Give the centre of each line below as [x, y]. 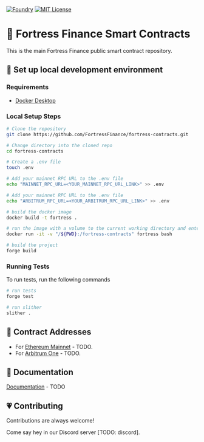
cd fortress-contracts [35, 151]
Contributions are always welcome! [50, 421]
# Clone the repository [36, 129]
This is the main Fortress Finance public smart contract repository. [89, 50]
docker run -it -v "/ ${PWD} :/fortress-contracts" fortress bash [89, 234]
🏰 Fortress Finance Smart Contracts [98, 34]
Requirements [28, 87]
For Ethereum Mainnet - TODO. [54, 347]
